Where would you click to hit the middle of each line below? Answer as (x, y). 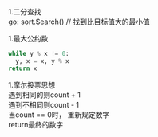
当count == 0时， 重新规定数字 (59, 115)
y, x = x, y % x (42, 61)
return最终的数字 (36, 124)
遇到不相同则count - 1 (44, 104)
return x (23, 68)
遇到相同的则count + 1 (45, 95)
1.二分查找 (25, 12)
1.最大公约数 (28, 39)
